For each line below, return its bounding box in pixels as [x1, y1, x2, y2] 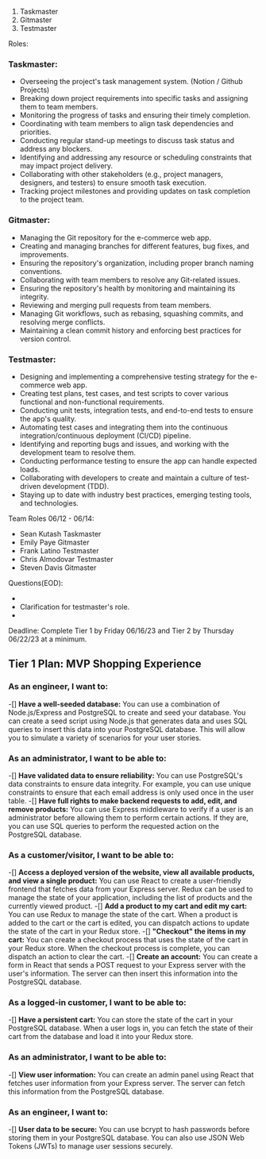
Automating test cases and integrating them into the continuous [19, 422, 229, 432]
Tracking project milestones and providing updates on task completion [19, 187, 251, 196]
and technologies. [19, 498, 79, 507]
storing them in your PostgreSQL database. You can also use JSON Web [8, 1133, 245, 1142]
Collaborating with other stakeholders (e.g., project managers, [19, 170, 224, 179]
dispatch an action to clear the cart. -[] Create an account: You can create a [8, 952, 258, 961]
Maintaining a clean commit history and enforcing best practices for [19, 325, 242, 335]
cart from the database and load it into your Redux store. [8, 1032, 194, 1042]
